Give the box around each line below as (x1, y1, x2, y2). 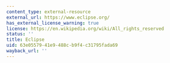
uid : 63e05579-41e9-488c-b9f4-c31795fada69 (6, 43, 118, 49)
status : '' (6, 31, 34, 37)
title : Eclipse (6, 37, 45, 43)
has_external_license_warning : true (6, 20, 99, 26)
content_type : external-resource (6, 8, 91, 15)
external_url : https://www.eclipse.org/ (6, 14, 110, 20)
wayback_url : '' (6, 48, 47, 54)
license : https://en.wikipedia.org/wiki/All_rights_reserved (6, 25, 165, 32)
